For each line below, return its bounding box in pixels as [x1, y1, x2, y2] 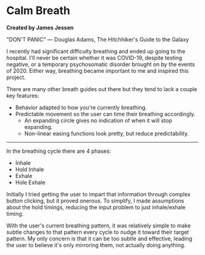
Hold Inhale [15, 166, 45, 173]
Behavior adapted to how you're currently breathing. [15, 103, 148, 111]
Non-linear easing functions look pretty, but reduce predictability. [24, 130, 189, 137]
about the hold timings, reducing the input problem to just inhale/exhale [6, 203, 186, 211]
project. [6, 73, 26, 81]
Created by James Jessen [6, 24, 74, 31]
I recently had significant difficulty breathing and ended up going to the [6, 47, 185, 55]
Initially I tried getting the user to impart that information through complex [6, 190, 191, 198]
